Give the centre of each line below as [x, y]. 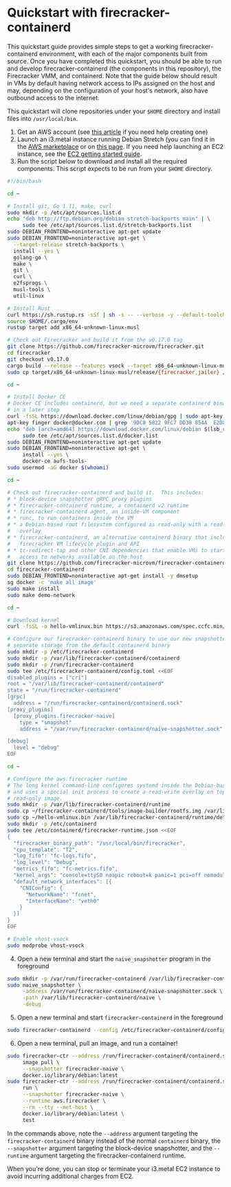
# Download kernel [33, 620]
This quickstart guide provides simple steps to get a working [93, 46]
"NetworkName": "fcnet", [61, 894]
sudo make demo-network [41, 595]
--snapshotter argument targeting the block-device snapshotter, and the [110, 1148]
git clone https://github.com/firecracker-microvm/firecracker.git [106, 346]
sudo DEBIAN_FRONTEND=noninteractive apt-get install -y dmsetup [102, 576]
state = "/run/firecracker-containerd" [64, 690]
